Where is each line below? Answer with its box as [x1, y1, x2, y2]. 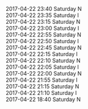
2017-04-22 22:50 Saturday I [5, 38, 79, 44]
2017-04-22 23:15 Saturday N [5, 18, 81, 25]
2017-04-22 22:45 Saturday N [5, 44, 82, 51]
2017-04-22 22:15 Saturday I [5, 51, 78, 57]
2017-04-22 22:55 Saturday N [5, 31, 82, 38]
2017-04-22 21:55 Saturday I [5, 76, 78, 83]
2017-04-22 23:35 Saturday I [5, 12, 79, 19]
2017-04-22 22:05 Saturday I [5, 63, 79, 71]
